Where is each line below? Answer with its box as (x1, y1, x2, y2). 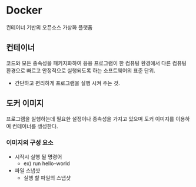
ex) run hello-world (23, 160, 70, 167)
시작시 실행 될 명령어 (14, 153, 62, 160)
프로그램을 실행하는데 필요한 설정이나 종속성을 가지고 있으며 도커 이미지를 (6, 115, 175, 122)
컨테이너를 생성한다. (12, 122, 58, 130)
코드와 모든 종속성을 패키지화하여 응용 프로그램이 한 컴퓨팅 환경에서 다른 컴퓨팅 (6, 60, 187, 67)
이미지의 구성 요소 (6, 139, 54, 147)
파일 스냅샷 (14, 166, 41, 174)
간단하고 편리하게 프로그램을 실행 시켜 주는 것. (14, 79, 121, 86)
